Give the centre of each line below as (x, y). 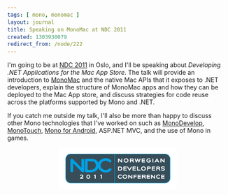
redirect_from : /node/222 (45, 44)
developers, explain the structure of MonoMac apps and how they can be (113, 87)
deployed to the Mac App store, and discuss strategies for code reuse (108, 95)
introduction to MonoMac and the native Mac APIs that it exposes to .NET (113, 80)
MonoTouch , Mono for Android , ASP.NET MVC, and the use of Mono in (109, 131)
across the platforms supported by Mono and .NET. (81, 102)
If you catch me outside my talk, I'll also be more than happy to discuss (109, 116)
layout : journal (31, 22)
